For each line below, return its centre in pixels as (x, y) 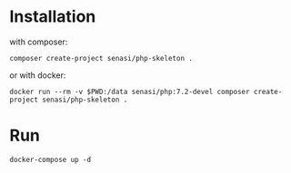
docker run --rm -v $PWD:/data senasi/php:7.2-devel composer (130, 91)
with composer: (39, 42)
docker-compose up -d (50, 159)
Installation (53, 17)
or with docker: (38, 75)
